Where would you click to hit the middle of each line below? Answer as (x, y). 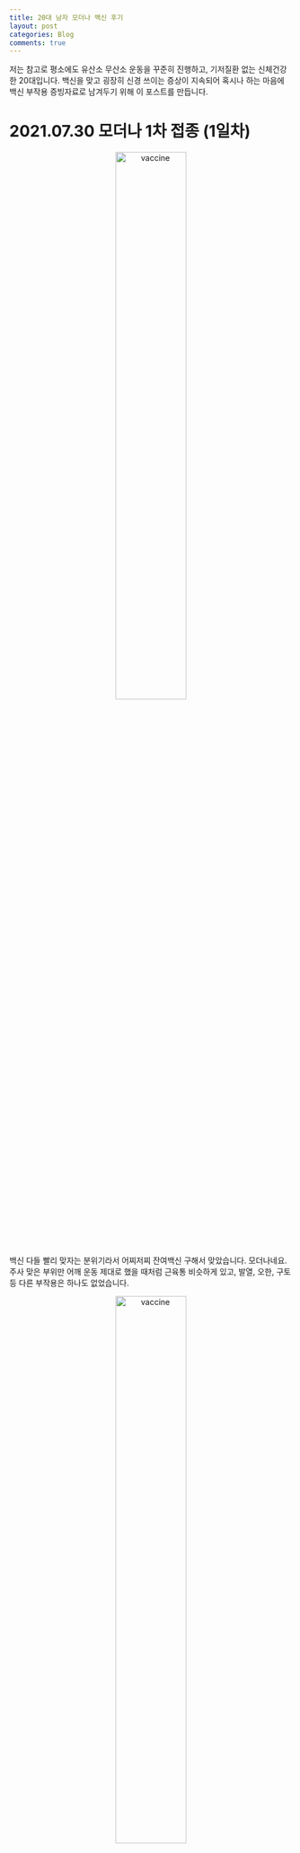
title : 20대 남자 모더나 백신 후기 (66, 18)
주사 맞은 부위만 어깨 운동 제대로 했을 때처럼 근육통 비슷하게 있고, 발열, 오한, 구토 (150, 1272)
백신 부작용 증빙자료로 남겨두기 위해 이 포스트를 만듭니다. (109, 92)
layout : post (34, 26)
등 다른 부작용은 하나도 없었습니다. (69, 1283)
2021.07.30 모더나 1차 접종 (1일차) (130, 132)
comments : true (38, 43)
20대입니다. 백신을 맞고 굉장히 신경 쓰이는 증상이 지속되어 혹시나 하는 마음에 (151, 81)
